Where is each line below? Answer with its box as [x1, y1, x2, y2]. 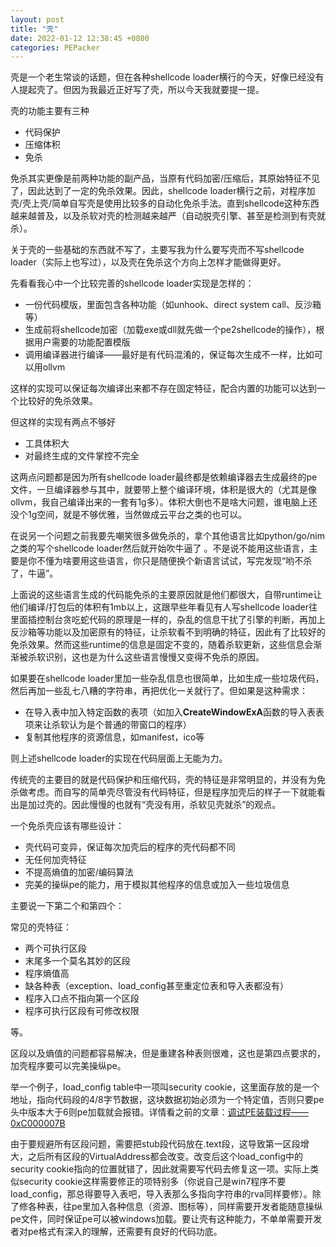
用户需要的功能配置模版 [33, 336, 131, 348]
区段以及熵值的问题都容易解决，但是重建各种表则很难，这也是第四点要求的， [10, 1047, 326, 1060]
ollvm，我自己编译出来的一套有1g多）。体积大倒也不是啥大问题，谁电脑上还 [10, 496, 318, 508]
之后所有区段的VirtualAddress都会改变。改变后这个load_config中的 [27, 1151, 303, 1163]
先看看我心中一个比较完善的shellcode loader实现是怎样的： [10, 277, 255, 290]
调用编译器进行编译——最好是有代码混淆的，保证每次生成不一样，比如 [24, 349, 315, 361]
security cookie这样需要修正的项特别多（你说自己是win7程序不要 [18, 1176, 287, 1188]
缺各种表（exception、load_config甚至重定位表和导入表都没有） [24, 980, 289, 992]
